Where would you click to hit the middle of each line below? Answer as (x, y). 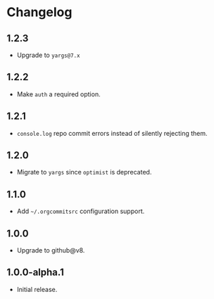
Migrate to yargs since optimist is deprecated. (84, 172)
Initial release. (37, 289)
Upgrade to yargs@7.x (48, 55)
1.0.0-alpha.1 (35, 273)
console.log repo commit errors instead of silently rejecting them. (112, 133)
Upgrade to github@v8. (51, 250)
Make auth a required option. (58, 94)
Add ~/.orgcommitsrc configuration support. (81, 211)
